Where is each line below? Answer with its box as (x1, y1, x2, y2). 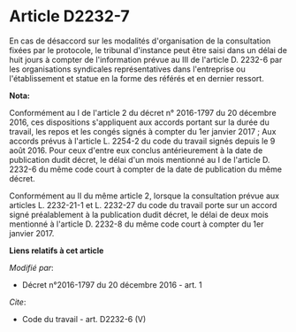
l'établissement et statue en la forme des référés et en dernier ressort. (9, 73, 265, 83)
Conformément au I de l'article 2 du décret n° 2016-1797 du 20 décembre (9, 107, 277, 118)
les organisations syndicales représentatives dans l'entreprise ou (9, 64, 246, 74)
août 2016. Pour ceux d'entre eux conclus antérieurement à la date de (9, 144, 263, 156)
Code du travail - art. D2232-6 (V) (21, 313, 147, 324)
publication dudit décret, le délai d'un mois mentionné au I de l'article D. (9, 154, 271, 165)
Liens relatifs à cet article (9, 245, 104, 256)
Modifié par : (9, 262, 55, 273)
